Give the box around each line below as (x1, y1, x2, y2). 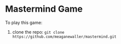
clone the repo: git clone (12, 29, 65, 35)
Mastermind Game (5, 3, 83, 15)
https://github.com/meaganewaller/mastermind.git (12, 34, 117, 39)
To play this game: (5, 20, 43, 25)
